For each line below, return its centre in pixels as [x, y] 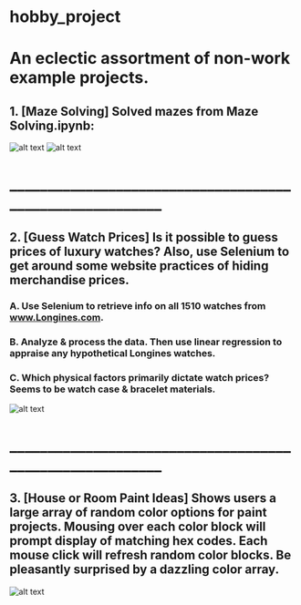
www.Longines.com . [57, 317]
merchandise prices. [69, 280]
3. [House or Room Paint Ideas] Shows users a [143, 498]
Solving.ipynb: [52, 125]
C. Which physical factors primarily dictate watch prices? [140, 377]
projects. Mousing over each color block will [138, 527]
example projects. [79, 78]
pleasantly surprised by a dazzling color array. [145, 570]
